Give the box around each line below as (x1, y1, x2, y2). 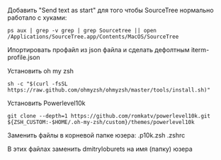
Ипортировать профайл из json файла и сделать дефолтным (7, 46, 190, 54)
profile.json (7, 53, 40, 61)
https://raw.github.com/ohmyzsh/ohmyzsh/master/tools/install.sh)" (7, 87, 211, 94)
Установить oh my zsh (7, 67, 74, 75)
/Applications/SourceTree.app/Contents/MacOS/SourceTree (7, 33, 179, 40)
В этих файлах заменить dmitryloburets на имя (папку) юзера (7, 144, 193, 153)
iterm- (191, 46, 210, 54)
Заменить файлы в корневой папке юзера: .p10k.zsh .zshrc (7, 131, 186, 140)
